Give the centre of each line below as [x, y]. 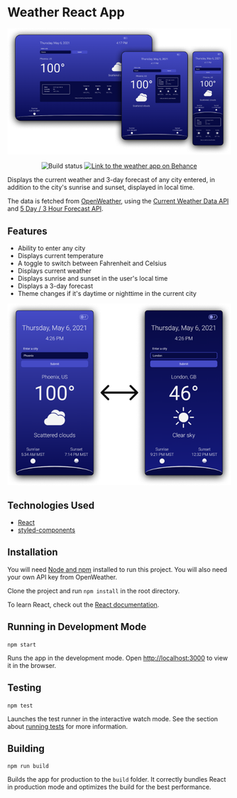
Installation [33, 552]
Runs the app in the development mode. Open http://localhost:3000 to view [118, 658]
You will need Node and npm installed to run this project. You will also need [117, 569]
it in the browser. [32, 665]
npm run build [28, 766]
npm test [20, 706]
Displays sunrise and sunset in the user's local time [93, 279]
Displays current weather [54, 271]
